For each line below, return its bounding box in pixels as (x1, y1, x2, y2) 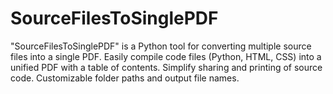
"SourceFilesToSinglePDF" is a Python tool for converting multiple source (10, 40, 312, 52)
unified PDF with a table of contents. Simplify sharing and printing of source (10, 61, 323, 73)
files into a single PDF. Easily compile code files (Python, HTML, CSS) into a (10, 50, 322, 62)
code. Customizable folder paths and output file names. (10, 72, 240, 84)
